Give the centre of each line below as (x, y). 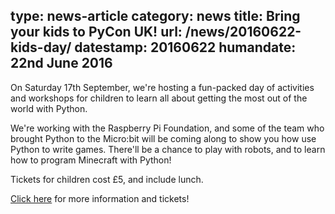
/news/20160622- (243, 32)
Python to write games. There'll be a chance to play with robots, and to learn (168, 149)
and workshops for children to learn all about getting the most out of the (159, 98)
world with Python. (49, 108)
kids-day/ (41, 47)
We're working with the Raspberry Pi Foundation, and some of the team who (167, 128)
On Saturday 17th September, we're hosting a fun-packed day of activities (162, 87)
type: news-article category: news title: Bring (155, 16)
